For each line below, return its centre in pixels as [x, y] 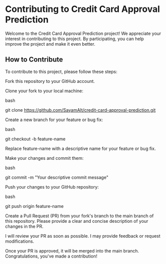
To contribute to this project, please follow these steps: [61, 71]
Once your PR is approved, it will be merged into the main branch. [72, 251]
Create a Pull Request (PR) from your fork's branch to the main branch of [80, 216]
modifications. [20, 241]
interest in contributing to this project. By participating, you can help [75, 39]
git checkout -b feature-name [35, 139]
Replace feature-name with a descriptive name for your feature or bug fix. [81, 148]
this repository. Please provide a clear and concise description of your [77, 221]
